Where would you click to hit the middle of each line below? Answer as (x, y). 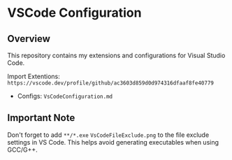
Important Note (41, 118)
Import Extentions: (34, 76)
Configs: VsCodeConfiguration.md (65, 96)
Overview (29, 39)
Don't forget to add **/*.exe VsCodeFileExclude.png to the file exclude (108, 135)
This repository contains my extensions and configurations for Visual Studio (116, 55)
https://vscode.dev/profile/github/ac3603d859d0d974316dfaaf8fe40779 (111, 83)
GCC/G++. (22, 150)
